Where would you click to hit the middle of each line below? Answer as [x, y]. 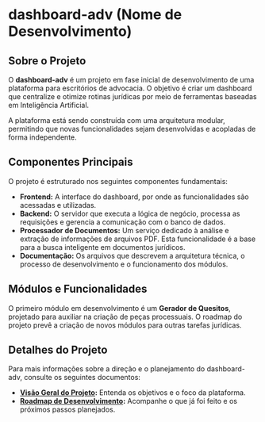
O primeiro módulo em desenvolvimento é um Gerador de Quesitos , [120, 308]
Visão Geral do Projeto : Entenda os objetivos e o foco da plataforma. [132, 393]
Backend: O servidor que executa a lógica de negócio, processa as [130, 213]
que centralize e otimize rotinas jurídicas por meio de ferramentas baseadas [132, 96]
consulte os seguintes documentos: [82, 378]
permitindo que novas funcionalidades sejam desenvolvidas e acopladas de [132, 129]
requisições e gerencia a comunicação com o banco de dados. [123, 222]
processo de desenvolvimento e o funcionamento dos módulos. [124, 264]
